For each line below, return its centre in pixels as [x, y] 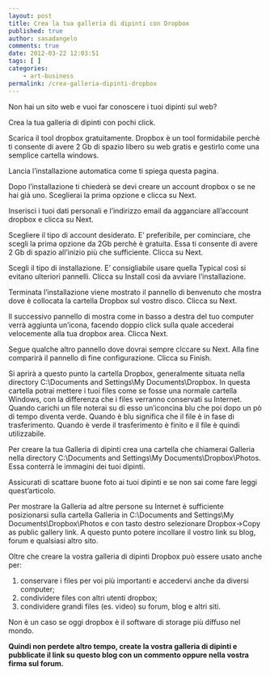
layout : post [30, 16]
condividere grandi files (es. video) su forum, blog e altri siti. [120, 606]
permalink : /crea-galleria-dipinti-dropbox [83, 83]
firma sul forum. [36, 663]
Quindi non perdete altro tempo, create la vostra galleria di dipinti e [123, 646]
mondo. [21, 631]
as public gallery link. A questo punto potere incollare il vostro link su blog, [132, 532]
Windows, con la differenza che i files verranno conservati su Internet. [125, 399]
